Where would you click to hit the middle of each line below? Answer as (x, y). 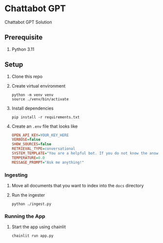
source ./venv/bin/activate (40, 99)
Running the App (25, 216)
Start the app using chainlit (39, 227)
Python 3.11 (23, 49)
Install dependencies (33, 108)
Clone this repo (27, 76)
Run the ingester (28, 195)
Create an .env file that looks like (45, 126)
